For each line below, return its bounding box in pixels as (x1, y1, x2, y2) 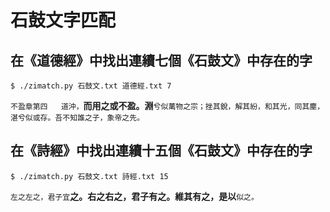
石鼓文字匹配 (10, 9, 117, 32)
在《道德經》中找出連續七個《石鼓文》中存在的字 (10, 52, 313, 69)
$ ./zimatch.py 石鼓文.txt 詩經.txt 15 (10, 171, 169, 181)
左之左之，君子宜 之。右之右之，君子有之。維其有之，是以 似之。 (10, 190, 259, 202)
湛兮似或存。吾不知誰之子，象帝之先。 (10, 113, 145, 123)
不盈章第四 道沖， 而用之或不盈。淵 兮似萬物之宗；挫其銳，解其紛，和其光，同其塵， (10, 100, 325, 111)
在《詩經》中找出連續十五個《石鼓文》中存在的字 (10, 142, 313, 160)
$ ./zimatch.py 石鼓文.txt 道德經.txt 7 (10, 81, 172, 91)
